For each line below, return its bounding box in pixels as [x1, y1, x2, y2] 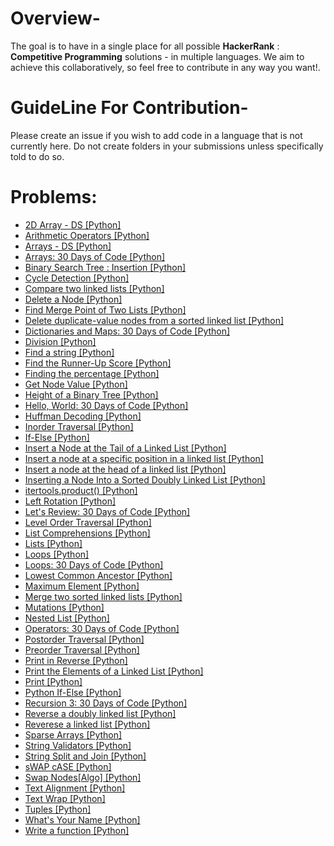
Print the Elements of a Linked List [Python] [24, 665, 204, 677]
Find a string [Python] [24, 346, 115, 358]
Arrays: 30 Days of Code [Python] [24, 250, 166, 262]
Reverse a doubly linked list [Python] [24, 707, 177, 719]
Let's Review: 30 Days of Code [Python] [24, 505, 191, 517]
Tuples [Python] [24, 803, 92, 815]
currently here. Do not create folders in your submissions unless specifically [10, 140, 324, 152]
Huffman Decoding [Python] [24, 410, 142, 422]
